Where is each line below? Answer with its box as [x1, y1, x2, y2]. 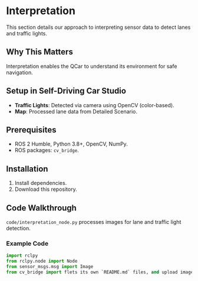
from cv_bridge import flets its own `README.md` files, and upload [6, 269, 178, 275]
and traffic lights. [6, 29, 48, 37]
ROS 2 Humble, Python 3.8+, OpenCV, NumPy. [14, 140, 128, 148]
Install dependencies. [14, 180, 67, 187]
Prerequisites [6, 125, 57, 135]
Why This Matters [6, 47, 74, 57]
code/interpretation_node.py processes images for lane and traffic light [6, 219, 181, 225]
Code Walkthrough [6, 203, 77, 213]
